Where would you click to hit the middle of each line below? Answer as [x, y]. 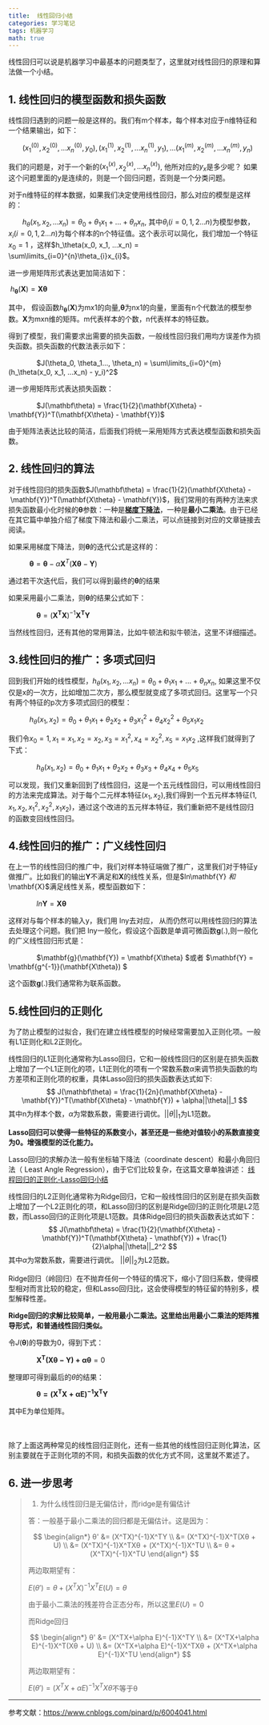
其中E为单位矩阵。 [39, 1411]
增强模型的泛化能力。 [62, 1143]
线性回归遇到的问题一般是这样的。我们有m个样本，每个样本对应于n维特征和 [133, 120]
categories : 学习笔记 [42, 23]
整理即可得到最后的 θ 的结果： [56, 1377]
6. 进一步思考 [41, 1483]
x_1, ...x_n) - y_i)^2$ [86, 372]
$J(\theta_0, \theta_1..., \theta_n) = [92, 363]
